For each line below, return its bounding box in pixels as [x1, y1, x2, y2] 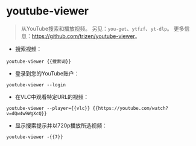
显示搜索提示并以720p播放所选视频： [14, 122, 107, 129]
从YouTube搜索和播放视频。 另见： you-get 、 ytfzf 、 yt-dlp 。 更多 [21, 25, 185, 32]
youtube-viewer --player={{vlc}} [6, 105, 90, 111]
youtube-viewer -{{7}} [6, 134, 63, 140]
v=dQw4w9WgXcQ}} [6, 110, 47, 116]
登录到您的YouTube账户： [14, 69, 80, 77]
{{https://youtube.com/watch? [92, 105, 169, 111]
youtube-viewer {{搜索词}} [6, 59, 71, 65]
